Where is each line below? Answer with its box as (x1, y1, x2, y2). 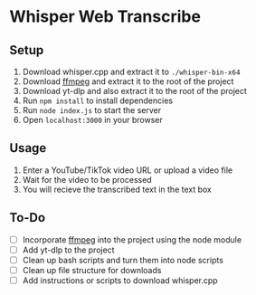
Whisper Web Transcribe (9, 6, 202, 27)
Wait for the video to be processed (22, 174, 152, 185)
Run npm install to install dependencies (22, 95, 174, 106)
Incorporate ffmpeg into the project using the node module (22, 233, 242, 245)
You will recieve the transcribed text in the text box (22, 184, 213, 195)
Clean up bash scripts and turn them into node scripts (22, 254, 224, 265)
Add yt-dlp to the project (22, 244, 115, 255)
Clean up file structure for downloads (22, 264, 162, 275)
